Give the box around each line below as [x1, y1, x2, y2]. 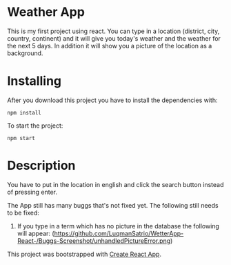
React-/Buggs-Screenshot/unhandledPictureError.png [17, 236, 171, 245]
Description [7, 158, 76, 173]
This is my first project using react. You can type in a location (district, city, [7, 27, 220, 35]
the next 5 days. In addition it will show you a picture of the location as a [7, 41, 212, 50]
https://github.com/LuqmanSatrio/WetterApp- [54, 229, 184, 237]
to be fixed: [7, 208, 40, 217]
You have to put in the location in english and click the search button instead [7, 180, 224, 188]
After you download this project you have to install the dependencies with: [7, 96, 218, 104]
